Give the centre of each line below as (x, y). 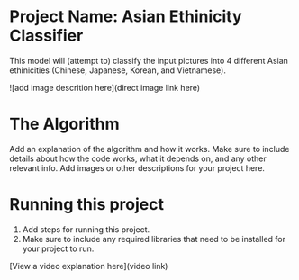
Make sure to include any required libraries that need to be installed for (154, 239)
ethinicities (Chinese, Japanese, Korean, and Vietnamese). (118, 70)
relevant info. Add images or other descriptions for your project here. (137, 167)
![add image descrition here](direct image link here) (105, 87)
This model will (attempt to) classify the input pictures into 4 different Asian (149, 60)
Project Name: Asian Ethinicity (126, 17)
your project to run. (58, 248)
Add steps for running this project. (86, 229)
